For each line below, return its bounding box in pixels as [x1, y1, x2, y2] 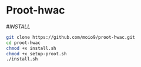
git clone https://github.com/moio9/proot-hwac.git [6, 34, 135, 40]
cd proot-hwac [6, 39, 41, 46]
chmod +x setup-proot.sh [6, 51, 67, 56]
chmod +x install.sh [6, 45, 57, 51]
